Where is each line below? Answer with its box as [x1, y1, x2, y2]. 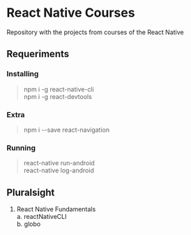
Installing [6, 69, 39, 79]
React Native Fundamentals [16, 205, 96, 213]
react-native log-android [23, 166, 95, 175]
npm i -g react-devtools [23, 92, 92, 100]
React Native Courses [6, 5, 135, 21]
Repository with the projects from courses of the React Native [6, 28, 184, 36]
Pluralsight [6, 186, 55, 198]
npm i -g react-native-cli [23, 85, 95, 93]
